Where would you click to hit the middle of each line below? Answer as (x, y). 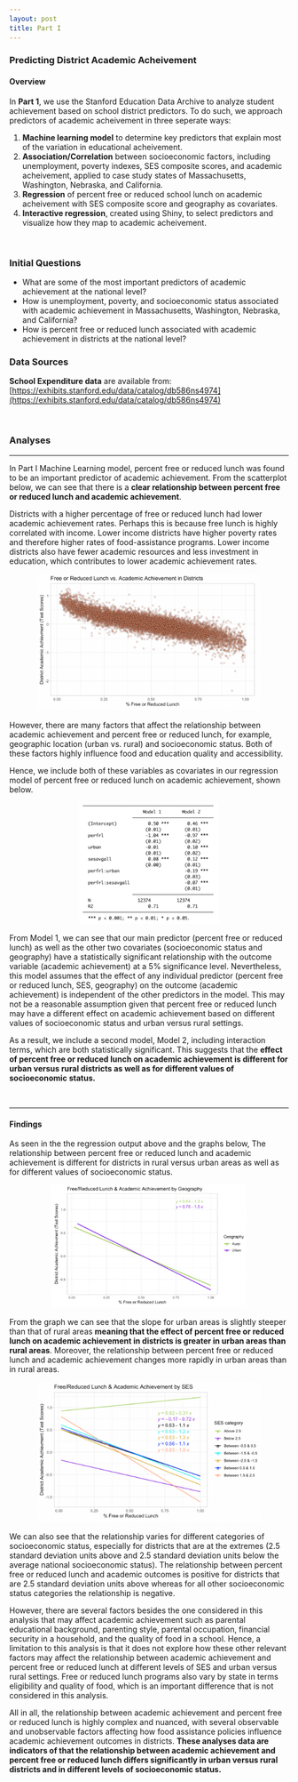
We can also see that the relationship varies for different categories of (137, 1537)
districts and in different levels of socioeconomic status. (115, 1770)
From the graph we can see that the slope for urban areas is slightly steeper (148, 1321)
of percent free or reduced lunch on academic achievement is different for (149, 1059)
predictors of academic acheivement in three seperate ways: (120, 120)
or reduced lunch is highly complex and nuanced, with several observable (144, 1722)
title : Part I (35, 28)
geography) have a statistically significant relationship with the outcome (141, 957)
